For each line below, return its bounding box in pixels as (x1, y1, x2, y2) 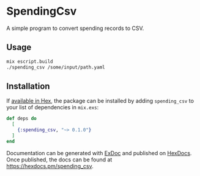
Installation (6, 81, 50, 91)
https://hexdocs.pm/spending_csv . (6, 162, 94, 169)
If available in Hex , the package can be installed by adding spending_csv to (6, 97, 194, 105)
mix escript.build (6, 58, 53, 65)
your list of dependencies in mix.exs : (6, 104, 99, 111)
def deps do (6, 116, 37, 122)
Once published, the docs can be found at (6, 156, 113, 163)
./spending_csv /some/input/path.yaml (6, 64, 105, 70)
